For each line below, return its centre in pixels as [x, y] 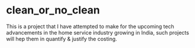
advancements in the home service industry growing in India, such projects [97, 32]
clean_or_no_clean [53, 10]
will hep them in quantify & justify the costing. [61, 39]
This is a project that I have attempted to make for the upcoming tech [90, 26]
